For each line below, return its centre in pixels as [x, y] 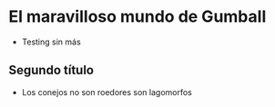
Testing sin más [51, 42]
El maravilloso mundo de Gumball [137, 17]
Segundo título [51, 70]
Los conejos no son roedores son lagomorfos [107, 92]
